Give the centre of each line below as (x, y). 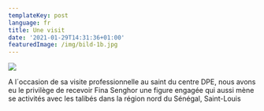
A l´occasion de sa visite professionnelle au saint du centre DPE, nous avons (132, 82)
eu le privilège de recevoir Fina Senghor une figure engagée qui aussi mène (131, 91)
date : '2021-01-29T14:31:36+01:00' (67, 37)
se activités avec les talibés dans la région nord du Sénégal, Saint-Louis (125, 98)
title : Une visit (37, 30)
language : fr (30, 23)
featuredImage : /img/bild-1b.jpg (63, 45)
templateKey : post (38, 15)
